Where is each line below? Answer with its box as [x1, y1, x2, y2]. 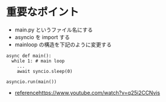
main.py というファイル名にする [14, 26, 93, 33]
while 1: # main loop [11, 58, 65, 64]
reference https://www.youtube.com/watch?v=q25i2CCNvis [14, 89, 160, 96]
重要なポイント [6, 5, 79, 19]
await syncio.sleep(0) [17, 68, 73, 74]
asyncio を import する [14, 33, 70, 40]
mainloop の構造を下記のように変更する [14, 41, 112, 48]
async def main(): [6, 53, 52, 59]
